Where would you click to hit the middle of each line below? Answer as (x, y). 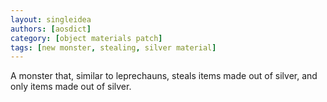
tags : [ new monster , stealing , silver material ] (113, 47)
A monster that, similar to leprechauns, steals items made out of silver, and (164, 76)
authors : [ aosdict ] (51, 29)
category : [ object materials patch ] (86, 38)
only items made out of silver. (71, 87)
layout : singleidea (51, 19)
